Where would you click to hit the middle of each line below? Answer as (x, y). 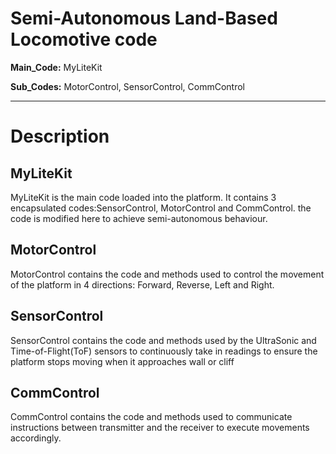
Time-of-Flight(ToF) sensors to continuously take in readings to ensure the (164, 351)
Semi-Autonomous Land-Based (144, 18)
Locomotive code (84, 39)
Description (60, 136)
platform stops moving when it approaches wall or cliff (122, 361)
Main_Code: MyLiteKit (56, 67)
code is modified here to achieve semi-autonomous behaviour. (139, 218)
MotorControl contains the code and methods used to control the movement (167, 274)
